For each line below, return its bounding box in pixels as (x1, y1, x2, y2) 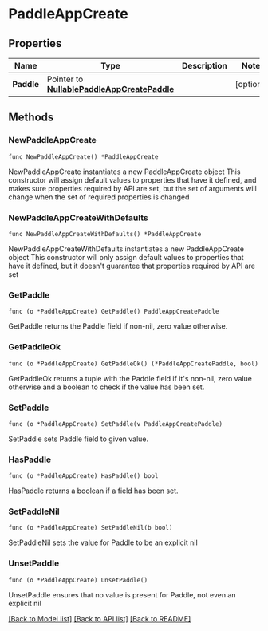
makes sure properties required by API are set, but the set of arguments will (8, 183, 257, 193)
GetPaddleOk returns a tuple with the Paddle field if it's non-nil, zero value (8, 373, 253, 383)
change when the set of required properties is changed (8, 192, 190, 202)
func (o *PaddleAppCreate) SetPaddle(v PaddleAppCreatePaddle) (8, 420, 223, 428)
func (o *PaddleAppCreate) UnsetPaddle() (8, 576, 148, 584)
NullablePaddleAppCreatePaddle (46, 84, 175, 94)
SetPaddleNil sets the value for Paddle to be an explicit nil (8, 538, 198, 547)
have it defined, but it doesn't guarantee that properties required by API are (8, 261, 255, 270)
